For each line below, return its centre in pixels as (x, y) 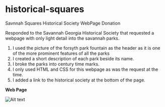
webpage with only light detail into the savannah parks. (62, 38)
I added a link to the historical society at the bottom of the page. (79, 80)
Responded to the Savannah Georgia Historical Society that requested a (80, 33)
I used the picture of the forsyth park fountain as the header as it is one (86, 48)
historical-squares (45, 9)
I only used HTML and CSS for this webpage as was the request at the (85, 69)
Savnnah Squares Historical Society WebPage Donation (63, 23)
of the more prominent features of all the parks (61, 53)
